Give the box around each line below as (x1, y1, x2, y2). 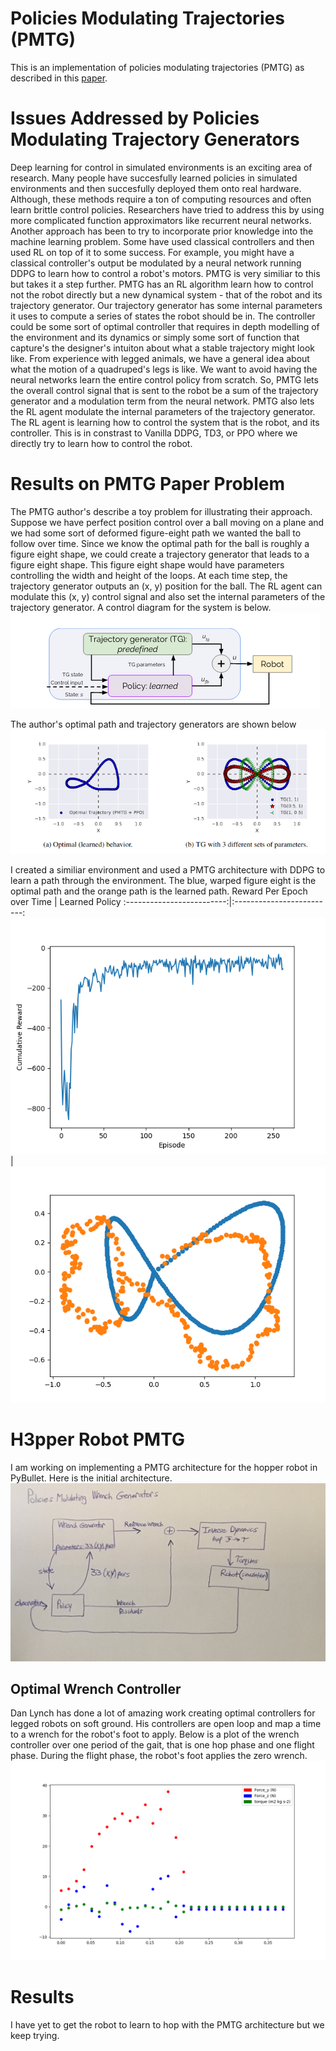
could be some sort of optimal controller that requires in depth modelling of (10, 320, 320, 332)
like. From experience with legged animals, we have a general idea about (10, 352, 310, 364)
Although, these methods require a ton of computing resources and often (10, 193, 312, 205)
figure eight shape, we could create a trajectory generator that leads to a (10, 548, 310, 560)
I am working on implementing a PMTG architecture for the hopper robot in (10, 1462, 318, 1474)
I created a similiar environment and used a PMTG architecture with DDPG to (10, 864, 326, 876)
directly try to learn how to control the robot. (10, 437, 193, 449)
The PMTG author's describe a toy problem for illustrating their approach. (10, 505, 313, 517)
